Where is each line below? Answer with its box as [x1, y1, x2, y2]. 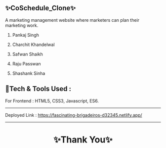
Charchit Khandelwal [12, 42, 55, 48]
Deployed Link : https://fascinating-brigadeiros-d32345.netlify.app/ [5, 112, 142, 118]
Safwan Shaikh [12, 51, 43, 57]
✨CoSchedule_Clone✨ [5, 4, 76, 12]
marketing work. [5, 22, 39, 28]
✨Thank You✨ [53, 134, 113, 145]
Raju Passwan [12, 60, 41, 66]
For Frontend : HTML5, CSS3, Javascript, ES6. [5, 98, 99, 103]
